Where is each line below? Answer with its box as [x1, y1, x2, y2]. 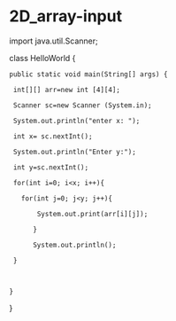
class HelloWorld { [9, 52, 76, 63]
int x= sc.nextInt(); [12, 131, 93, 141]
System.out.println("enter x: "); [12, 116, 141, 125]
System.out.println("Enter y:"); [12, 147, 137, 156]
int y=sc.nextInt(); [12, 162, 89, 172]
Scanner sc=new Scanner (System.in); [12, 100, 152, 110]
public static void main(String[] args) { [9, 69, 168, 79]
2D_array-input [9, 6, 122, 27]
